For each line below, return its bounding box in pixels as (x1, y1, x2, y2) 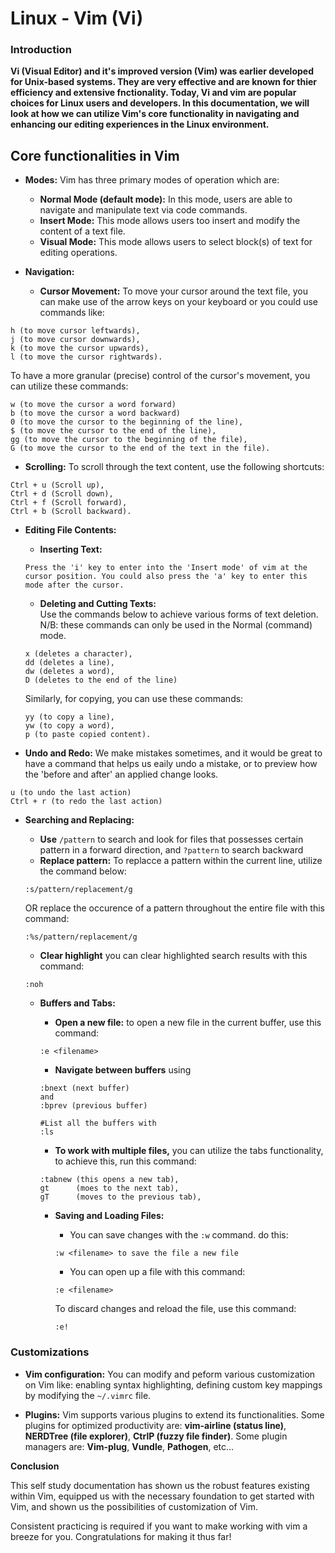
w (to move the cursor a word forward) (10, 400, 177, 410)
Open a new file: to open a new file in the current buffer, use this (54, 1017, 322, 1029)
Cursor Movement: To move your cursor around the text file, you (39, 285, 309, 297)
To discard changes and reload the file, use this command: (54, 1303, 297, 1315)
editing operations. (39, 247, 118, 259)
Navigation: (24, 266, 75, 278)
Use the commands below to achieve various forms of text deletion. (39, 608, 319, 621)
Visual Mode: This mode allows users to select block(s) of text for (39, 236, 313, 248)
